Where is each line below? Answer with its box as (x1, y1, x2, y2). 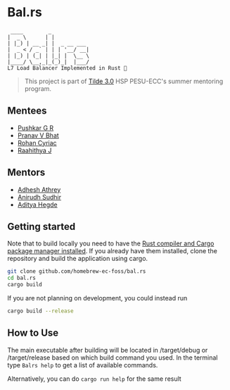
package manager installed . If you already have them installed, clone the (7, 247, 218, 255)
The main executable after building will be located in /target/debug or (7, 346, 208, 354)
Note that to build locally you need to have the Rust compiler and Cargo (7, 239, 215, 248)
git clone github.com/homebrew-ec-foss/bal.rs (7, 268, 146, 275)
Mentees (7, 105, 47, 117)
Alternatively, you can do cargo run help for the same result (7, 374, 181, 383)
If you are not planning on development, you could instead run (7, 294, 188, 302)
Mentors (7, 166, 46, 178)
